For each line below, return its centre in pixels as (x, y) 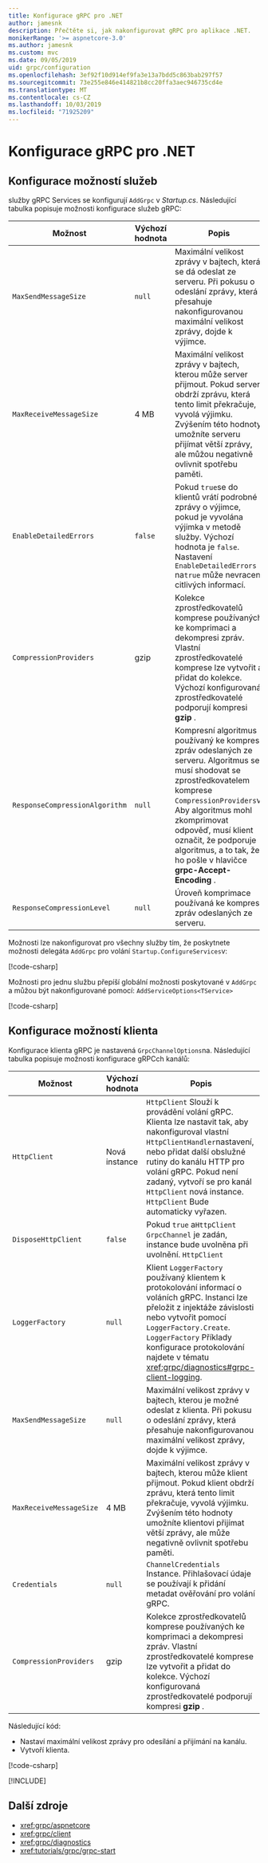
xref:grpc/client (45, 1833)
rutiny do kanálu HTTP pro (195, 1162)
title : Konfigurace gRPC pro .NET (66, 16)
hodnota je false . (207, 547)
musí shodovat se (208, 770)
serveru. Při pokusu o (215, 282)
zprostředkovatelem (212, 780)
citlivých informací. (210, 585)
